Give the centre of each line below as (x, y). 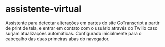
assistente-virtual (43, 9)
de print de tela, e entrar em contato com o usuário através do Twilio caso (81, 28)
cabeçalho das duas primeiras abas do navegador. (57, 39)
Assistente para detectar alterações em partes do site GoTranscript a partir (82, 23)
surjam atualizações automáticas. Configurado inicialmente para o (73, 33)
